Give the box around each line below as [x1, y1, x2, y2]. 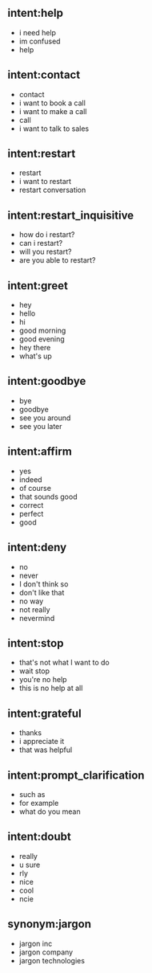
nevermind [18, 613, 55, 623]
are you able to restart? [18, 256, 97, 265]
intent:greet [7, 279, 69, 292]
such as [18, 789, 46, 799]
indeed [18, 474, 42, 484]
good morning [18, 325, 66, 336]
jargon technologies [18, 955, 86, 965]
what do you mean [18, 807, 81, 816]
